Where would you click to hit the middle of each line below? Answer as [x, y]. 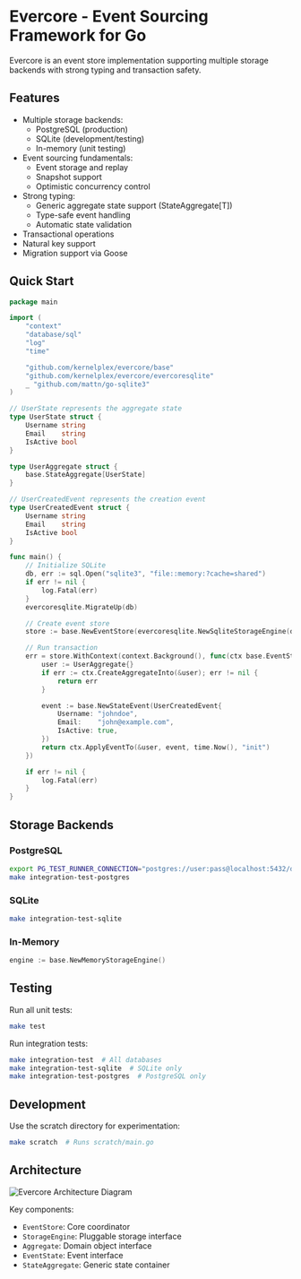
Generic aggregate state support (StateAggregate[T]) [134, 205]
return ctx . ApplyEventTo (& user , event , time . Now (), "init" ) [156, 747]
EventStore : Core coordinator [76, 1226]
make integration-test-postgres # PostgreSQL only [107, 1076]
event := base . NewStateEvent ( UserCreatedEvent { [132, 705]
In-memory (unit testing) [81, 148]
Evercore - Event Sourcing [109, 17]
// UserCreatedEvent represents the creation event [107, 499]
